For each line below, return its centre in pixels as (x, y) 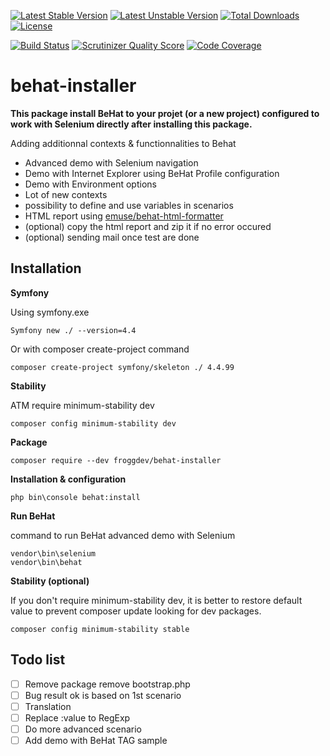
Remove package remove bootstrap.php (107, 684)
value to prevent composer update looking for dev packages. (136, 611)
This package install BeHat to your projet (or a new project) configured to (165, 113)
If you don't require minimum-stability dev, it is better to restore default (156, 600)
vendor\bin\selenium (53, 553)
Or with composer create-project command (100, 349)
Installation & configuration (68, 479)
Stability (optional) (50, 581)
